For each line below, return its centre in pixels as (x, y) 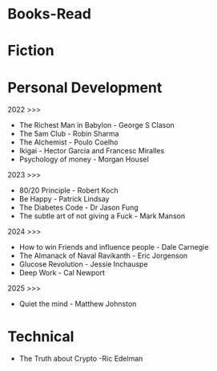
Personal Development (85, 87)
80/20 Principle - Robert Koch (68, 190)
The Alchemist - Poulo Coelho (68, 142)
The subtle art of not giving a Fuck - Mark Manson (102, 216)
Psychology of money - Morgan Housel (84, 159)
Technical (41, 336)
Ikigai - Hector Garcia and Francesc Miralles (92, 151)
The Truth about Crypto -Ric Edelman (81, 359)
